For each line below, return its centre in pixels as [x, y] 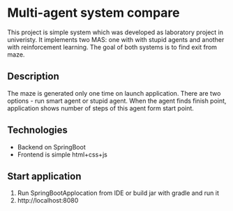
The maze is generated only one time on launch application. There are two [114, 93]
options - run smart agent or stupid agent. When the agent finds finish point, [117, 101]
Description [33, 77]
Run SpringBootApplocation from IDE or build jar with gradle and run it [118, 193]
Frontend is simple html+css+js [62, 154]
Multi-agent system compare [93, 13]
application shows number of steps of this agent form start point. [100, 108]
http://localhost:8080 [48, 201]
